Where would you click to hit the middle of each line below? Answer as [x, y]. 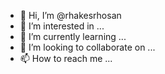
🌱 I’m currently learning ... [73, 36]
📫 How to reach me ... [66, 58]
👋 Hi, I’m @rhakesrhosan [70, 15]
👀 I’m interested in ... [62, 26]
